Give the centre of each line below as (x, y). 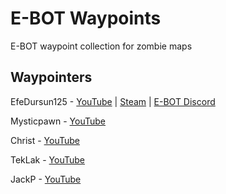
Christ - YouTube (45, 140)
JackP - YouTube (46, 179)
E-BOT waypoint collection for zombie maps (101, 46)
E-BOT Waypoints (86, 18)
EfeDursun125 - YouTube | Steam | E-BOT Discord (113, 101)
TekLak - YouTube (47, 159)
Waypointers (51, 77)
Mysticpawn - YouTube (58, 121)
